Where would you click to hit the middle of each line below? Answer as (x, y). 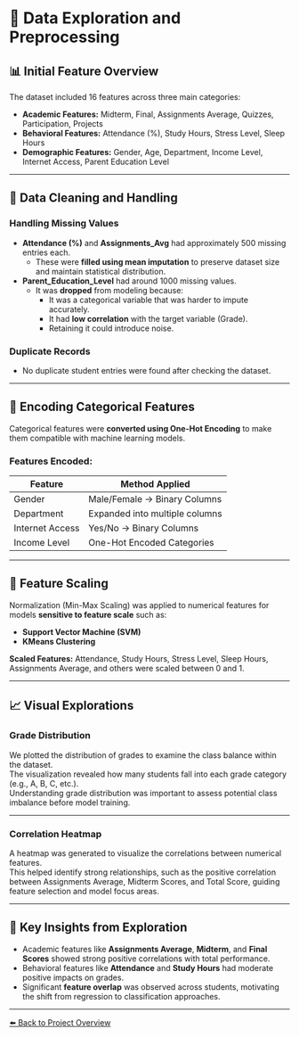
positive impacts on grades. (73, 977)
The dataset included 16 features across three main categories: (125, 97)
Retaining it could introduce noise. (111, 328)
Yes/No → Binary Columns (143, 528)
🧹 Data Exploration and (95, 18)
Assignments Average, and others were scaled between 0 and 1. (127, 668)
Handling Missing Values (64, 224)
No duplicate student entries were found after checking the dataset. (146, 370)
